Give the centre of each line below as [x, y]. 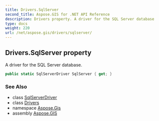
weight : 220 [17, 28]
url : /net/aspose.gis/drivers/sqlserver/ [49, 33]
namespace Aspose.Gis [37, 108]
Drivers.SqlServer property [48, 53]
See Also [16, 86]
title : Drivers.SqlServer [32, 10]
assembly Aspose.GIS [35, 113]
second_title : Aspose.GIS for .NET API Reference [58, 14]
